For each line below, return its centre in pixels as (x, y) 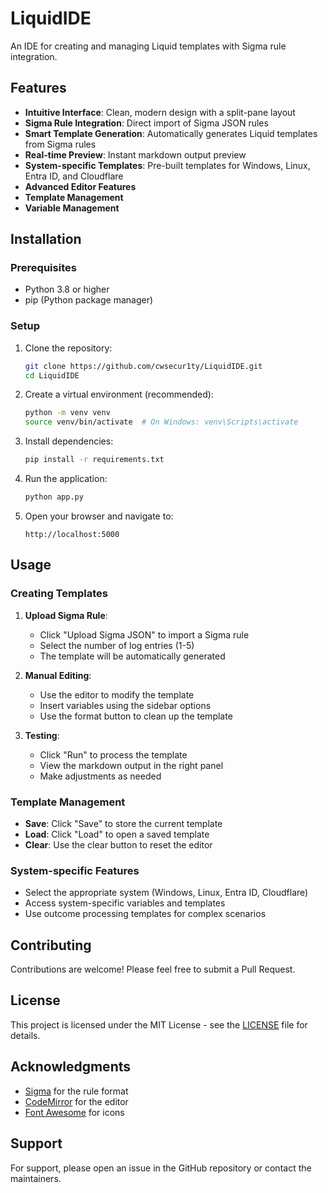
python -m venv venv (67, 413)
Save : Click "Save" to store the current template (123, 823)
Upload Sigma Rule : (66, 615)
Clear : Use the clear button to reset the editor (118, 844)
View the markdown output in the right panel (131, 765)
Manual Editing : (58, 675)
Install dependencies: (69, 441)
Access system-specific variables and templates (125, 903)
